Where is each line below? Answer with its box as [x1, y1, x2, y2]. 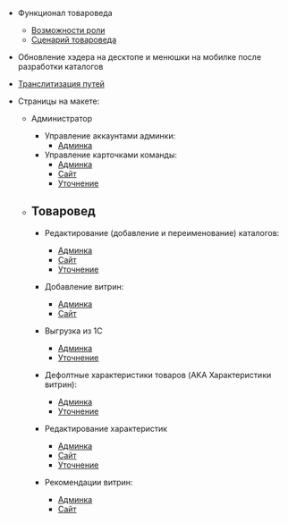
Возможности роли [30, 25, 106, 35]
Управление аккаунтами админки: [44, 131, 176, 141]
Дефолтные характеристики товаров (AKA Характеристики [44, 369, 272, 380]
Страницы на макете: [17, 96, 100, 106]
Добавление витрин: [44, 281, 124, 291]
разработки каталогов [17, 62, 104, 72]
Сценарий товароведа [30, 35, 117, 45]
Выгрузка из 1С [44, 325, 103, 336]
